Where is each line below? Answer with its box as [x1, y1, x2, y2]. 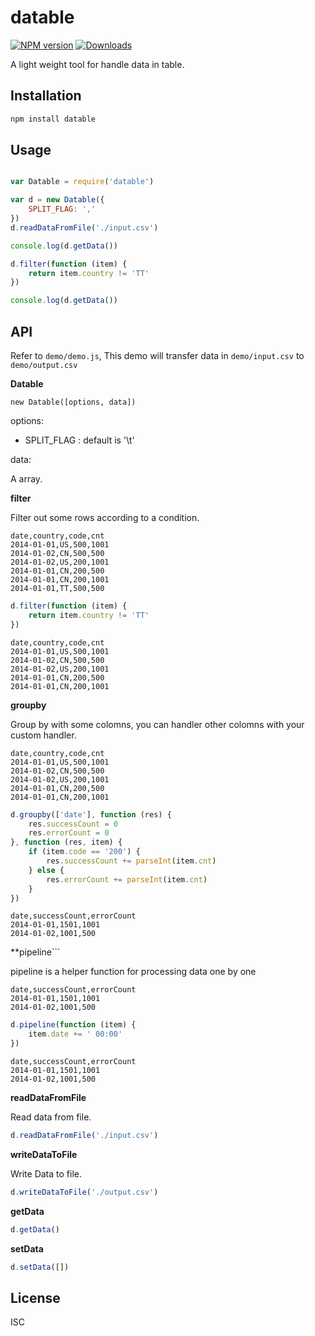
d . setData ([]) [10, 1262, 70, 1272]
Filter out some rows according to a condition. [10, 512, 200, 523]
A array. [10, 473, 43, 485]
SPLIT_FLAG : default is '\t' [24, 434, 135, 446]
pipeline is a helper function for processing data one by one [10, 966, 257, 978]
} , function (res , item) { [10, 837, 123, 848]
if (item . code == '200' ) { [28, 847, 141, 857]
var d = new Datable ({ [10, 195, 105, 205]
